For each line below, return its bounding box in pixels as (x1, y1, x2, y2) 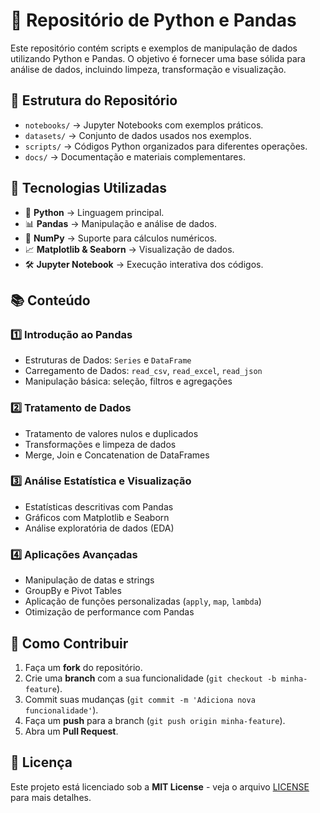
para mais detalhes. (10, 791, 92, 803)
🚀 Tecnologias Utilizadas (10, 180, 167, 197)
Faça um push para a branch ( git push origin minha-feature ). (24, 714, 286, 726)
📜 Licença (10, 754, 73, 771)
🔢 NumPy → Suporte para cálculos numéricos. (24, 232, 218, 244)
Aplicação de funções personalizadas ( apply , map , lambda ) (24, 595, 262, 608)
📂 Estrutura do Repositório (10, 92, 178, 109)
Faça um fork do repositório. (24, 661, 143, 673)
